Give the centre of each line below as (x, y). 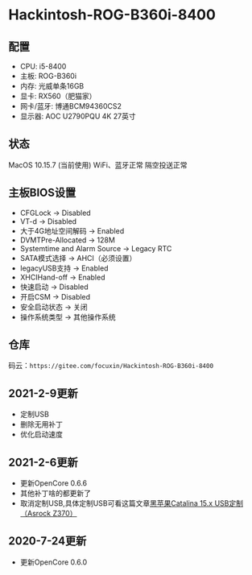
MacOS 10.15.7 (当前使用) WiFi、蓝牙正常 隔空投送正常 (98, 165)
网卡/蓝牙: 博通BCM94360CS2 (71, 106)
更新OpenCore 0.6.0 (54, 562)
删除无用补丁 (41, 424)
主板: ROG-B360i (48, 76)
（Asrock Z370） (48, 514)
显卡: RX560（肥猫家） (58, 96)
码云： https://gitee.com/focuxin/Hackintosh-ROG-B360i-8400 (111, 366)
